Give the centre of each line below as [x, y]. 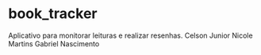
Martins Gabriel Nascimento [54, 43]
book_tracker [53, 14]
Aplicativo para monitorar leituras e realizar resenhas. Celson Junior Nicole [130, 35]
